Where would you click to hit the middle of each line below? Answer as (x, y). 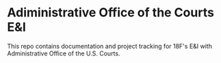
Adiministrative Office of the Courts (110, 13)
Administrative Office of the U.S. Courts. (64, 53)
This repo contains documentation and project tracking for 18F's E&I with (109, 46)
